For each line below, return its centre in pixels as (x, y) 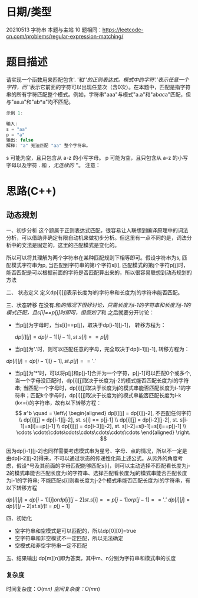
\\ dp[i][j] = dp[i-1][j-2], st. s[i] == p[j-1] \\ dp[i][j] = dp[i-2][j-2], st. (98, 420)
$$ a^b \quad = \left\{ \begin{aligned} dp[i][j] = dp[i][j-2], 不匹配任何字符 (103, 413)
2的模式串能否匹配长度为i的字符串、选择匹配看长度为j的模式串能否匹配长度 (97, 473)
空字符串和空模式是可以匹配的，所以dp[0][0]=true (75, 531)
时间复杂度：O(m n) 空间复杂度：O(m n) (53, 589)
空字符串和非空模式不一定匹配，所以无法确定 (69, 538)
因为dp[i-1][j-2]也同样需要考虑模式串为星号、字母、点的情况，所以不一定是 (97, 451)
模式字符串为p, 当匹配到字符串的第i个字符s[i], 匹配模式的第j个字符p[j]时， (100, 265)
